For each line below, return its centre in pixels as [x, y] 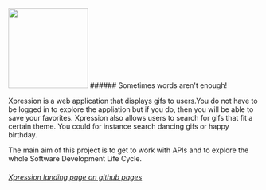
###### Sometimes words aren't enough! [158, 85]
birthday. [23, 135]
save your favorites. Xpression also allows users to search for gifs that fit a [131, 118]
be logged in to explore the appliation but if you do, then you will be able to [131, 109]
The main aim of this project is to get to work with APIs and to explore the [129, 150]
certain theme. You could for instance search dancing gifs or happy [119, 126]
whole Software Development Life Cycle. [75, 158]
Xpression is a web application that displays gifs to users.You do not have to [133, 101]
